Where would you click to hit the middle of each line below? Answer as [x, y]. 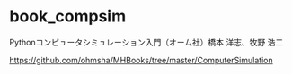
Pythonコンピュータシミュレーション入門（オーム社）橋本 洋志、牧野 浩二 [146, 42]
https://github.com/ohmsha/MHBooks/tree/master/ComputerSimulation [141, 60]
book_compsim [68, 16]
